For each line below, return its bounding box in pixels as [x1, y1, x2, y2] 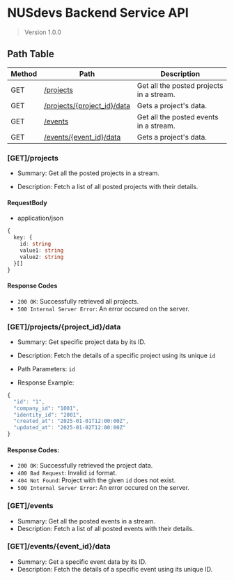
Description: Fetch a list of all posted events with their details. [17, 524, 194, 533]
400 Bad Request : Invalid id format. [17, 469, 117, 477]
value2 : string [19, 253, 64, 260]
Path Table [7, 48, 54, 60]
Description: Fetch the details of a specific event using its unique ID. [17, 565, 213, 573]
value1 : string [19, 246, 64, 254]
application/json [17, 214, 64, 223]
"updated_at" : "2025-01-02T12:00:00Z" [13, 424, 127, 431]
